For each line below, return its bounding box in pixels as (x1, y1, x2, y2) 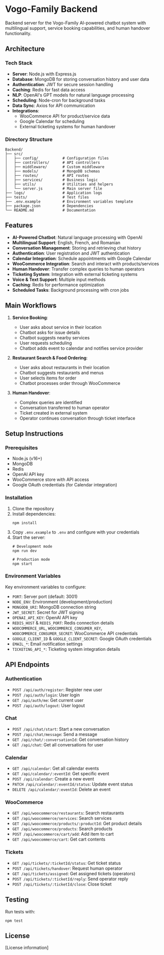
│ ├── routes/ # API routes (5, 173, 90, 178)
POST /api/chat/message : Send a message (12, 731, 98, 737)
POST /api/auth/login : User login (12, 692, 80, 698)
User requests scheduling (19, 340, 72, 346)
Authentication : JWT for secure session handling (12, 81, 113, 87)
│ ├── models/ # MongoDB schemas (5, 168, 100, 174)
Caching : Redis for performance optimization (12, 281, 104, 288)
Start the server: (12, 534, 46, 540)
